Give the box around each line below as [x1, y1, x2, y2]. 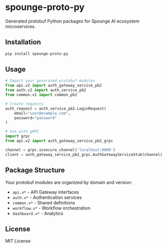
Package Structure [5, 166, 65, 174]
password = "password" [14, 115, 57, 120]
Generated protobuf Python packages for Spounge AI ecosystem [5, 18, 139, 24]
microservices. [5, 23, 36, 29]
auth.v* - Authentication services [12, 194, 82, 200]
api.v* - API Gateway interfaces [12, 189, 79, 195]
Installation [5, 38, 41, 47]
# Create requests [5, 101, 44, 106]
